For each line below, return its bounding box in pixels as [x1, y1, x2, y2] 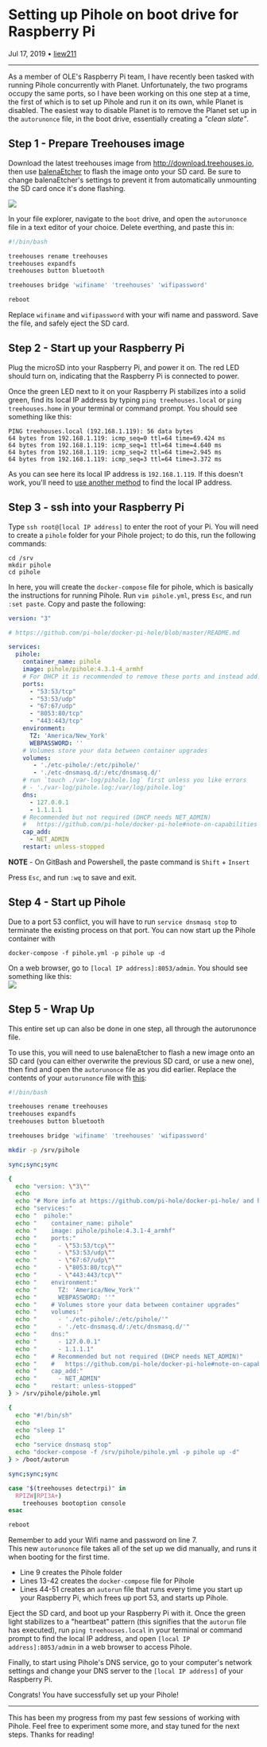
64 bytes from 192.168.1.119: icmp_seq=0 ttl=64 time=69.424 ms [8, 434, 226, 443]
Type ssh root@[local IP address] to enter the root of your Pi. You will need [8, 521, 259, 531]
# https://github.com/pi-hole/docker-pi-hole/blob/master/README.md [8, 629, 240, 637]
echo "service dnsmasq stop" [15, 1441, 112, 1449]
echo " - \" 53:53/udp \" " [15, 1249, 115, 1257]
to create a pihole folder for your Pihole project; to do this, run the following [8, 530, 257, 540]
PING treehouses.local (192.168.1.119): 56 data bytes [8, 427, 194, 435]
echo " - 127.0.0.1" [15, 1337, 102, 1346]
